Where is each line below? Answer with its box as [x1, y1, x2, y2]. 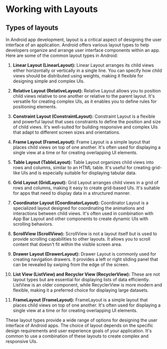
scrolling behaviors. [12, 221, 54, 227]
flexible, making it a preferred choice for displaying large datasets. [12, 287, 149, 293]
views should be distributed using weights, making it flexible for [12, 73, 144, 78]
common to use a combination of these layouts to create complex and [5, 333, 149, 339]
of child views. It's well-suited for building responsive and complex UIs [12, 124, 158, 130]
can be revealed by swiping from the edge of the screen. [12, 262, 130, 268]
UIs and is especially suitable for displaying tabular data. [21, 170, 137, 176]
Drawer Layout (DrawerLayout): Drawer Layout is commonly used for [12, 251, 157, 257]
